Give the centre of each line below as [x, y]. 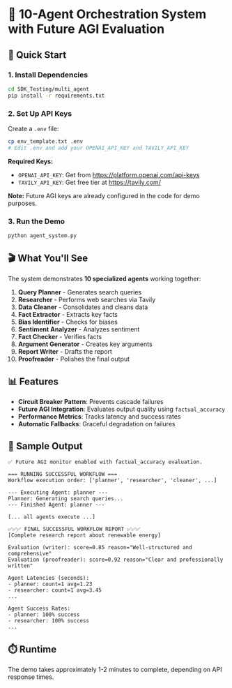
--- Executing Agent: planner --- [58, 493]
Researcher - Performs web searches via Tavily [87, 299]
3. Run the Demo [37, 221]
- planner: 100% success [44, 615]
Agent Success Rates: [39, 609]
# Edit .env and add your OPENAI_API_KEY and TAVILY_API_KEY [99, 148]
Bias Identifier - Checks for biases [68, 322]
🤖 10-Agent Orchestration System [107, 14]
